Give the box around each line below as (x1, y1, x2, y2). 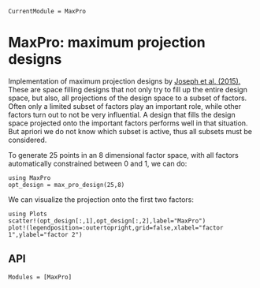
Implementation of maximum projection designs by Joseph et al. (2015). (8, 76, 241, 86)
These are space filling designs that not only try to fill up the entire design (8, 84, 248, 94)
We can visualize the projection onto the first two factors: (8, 194, 195, 204)
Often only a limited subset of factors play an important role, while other (8, 101, 242, 110)
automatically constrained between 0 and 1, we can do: (8, 159, 188, 168)
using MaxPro (8, 174, 51, 181)
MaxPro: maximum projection (8, 34, 206, 51)
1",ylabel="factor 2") (8, 230, 83, 238)
